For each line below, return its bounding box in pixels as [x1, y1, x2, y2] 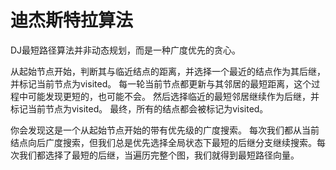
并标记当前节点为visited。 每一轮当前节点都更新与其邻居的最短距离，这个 [10, 77, 312, 90]
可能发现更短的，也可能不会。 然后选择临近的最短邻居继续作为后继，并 [27, 90, 320, 102]
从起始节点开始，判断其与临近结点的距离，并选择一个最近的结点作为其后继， [10, 65, 326, 77]
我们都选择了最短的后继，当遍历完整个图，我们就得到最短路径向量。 [18, 149, 300, 161]
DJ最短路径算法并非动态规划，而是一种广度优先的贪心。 [10, 44, 242, 56]
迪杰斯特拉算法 [10, 9, 134, 32]
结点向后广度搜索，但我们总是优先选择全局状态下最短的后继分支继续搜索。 [10, 136, 317, 148]
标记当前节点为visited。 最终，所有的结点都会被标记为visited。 [10, 102, 269, 115]
